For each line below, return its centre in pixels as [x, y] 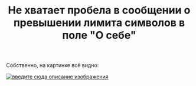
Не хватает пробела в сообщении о [99, 10]
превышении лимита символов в [99, 23]
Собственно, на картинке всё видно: [53, 65]
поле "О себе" [99, 35]
